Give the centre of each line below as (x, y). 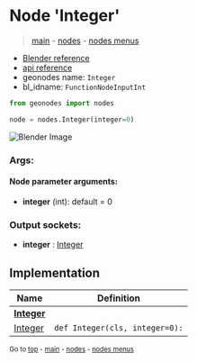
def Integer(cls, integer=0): (118, 328)
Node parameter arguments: (64, 182)
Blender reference (56, 58)
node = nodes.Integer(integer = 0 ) (72, 119)
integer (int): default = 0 (67, 201)
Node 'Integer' (65, 16)
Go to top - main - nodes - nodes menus (72, 349)
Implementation (55, 272)
